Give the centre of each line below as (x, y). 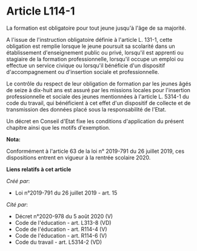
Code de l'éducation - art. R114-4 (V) (61, 229)
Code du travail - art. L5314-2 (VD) (58, 242)
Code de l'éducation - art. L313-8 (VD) (63, 223)
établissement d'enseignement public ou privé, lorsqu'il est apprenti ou (95, 52)
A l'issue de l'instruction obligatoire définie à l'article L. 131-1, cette (89, 39)
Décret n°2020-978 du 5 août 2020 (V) (64, 216)
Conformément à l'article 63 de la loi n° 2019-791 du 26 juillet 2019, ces (95, 151)
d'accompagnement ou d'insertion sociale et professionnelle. (83, 72)
